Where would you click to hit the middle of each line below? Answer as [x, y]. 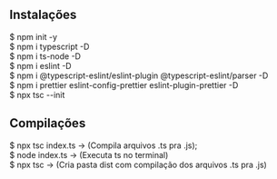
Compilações [48, 123]
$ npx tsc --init [37, 94]
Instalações [43, 15]
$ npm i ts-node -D [45, 56]
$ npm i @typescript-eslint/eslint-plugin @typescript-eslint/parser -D [139, 75]
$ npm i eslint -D [40, 65]
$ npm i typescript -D [49, 46]
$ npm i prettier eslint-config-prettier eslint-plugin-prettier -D [124, 85]
